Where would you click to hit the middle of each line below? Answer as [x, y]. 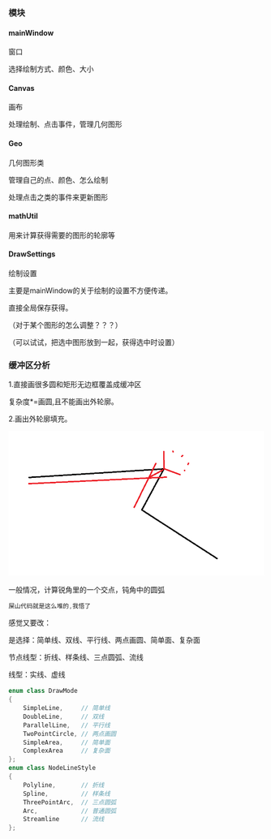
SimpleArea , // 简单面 [67, 742]
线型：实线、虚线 [37, 674]
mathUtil [23, 216]
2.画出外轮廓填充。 [40, 419]
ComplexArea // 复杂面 [67, 751]
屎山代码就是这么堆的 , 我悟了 [49, 606]
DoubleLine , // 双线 [64, 716]
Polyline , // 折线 [64, 785]
